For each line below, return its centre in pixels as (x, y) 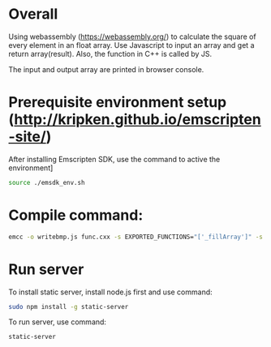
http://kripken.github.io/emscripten (138, 120)
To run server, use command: (58, 322)
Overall (33, 14)
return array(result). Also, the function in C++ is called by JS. (110, 54)
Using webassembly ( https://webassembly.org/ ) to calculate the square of (133, 36)
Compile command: (76, 215)
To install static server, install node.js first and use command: (110, 292)
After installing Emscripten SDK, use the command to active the (114, 159)
